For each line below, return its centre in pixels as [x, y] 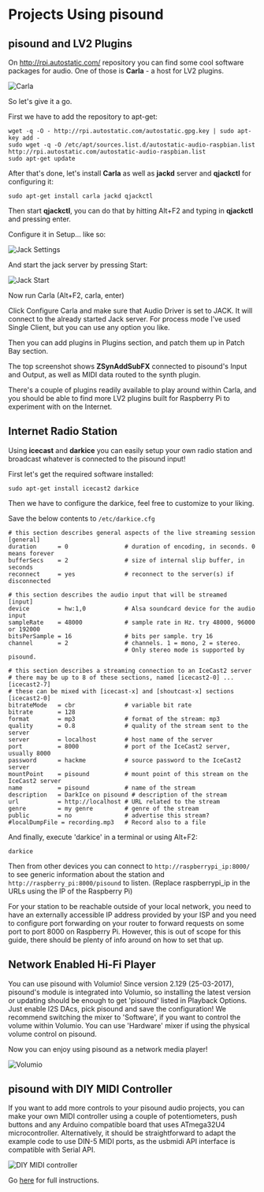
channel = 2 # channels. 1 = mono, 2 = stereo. [125, 643]
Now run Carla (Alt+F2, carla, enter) [66, 295]
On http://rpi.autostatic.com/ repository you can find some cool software [126, 62]
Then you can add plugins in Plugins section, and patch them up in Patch [126, 343]
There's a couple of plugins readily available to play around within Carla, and [132, 390]
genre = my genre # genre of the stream [104, 808]
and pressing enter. [39, 219]
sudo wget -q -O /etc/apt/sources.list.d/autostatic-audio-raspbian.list [132, 145]
